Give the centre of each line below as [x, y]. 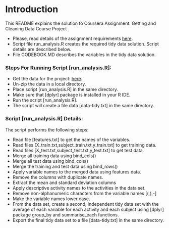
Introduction [32, 9]
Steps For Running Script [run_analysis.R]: [59, 68]
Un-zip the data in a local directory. [49, 84]
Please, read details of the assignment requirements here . [73, 38]
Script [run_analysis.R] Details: [44, 119]
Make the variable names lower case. [51, 199]
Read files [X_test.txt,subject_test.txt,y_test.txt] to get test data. [78, 150]
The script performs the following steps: [47, 129]
